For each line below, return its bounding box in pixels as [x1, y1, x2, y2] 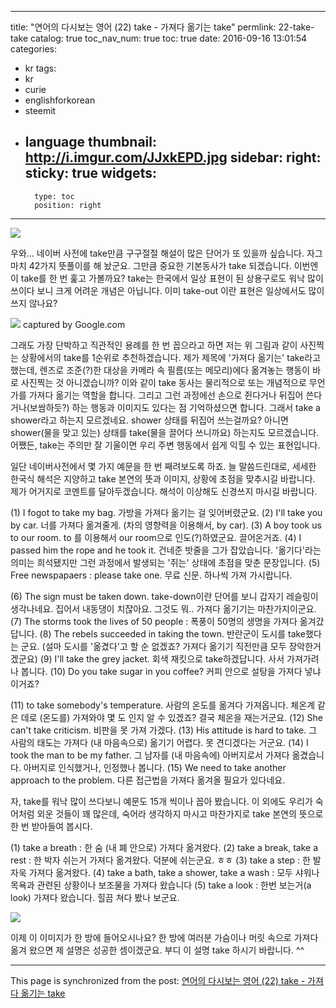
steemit [24, 105, 57, 116]
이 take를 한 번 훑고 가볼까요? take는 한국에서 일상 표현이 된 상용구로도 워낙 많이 [10, 272, 324, 284]
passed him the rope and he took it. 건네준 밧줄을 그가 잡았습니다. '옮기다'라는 [10, 544, 322, 556]
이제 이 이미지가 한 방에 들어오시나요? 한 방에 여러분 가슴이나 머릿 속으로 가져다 [10, 931, 319, 943]
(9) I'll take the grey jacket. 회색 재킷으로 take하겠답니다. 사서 [39, 652, 285, 665]
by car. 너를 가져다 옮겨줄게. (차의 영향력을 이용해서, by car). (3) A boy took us [10, 519, 322, 531]
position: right [34, 200, 102, 210]
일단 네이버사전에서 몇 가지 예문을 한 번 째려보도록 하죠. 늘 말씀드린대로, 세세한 [10, 460, 317, 472]
